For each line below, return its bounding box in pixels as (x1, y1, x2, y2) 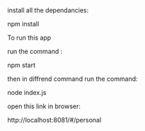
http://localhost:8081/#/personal (7, 116, 102, 124)
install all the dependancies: (7, 6, 89, 14)
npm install (7, 20, 40, 28)
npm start (7, 61, 36, 69)
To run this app (7, 33, 52, 42)
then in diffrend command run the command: (7, 74, 138, 83)
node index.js (7, 89, 47, 96)
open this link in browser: (7, 102, 81, 110)
